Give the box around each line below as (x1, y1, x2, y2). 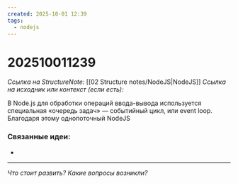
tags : (7, 17, 23, 24)
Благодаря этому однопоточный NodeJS (7, 114, 131, 123)
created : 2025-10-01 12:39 (7, 10, 87, 18)
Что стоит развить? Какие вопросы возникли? (7, 168, 148, 177)
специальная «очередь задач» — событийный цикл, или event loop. (7, 107, 212, 115)
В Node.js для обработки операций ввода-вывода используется (7, 99, 202, 107)
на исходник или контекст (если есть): (7, 85, 124, 94)
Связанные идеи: (7, 132, 71, 142)
